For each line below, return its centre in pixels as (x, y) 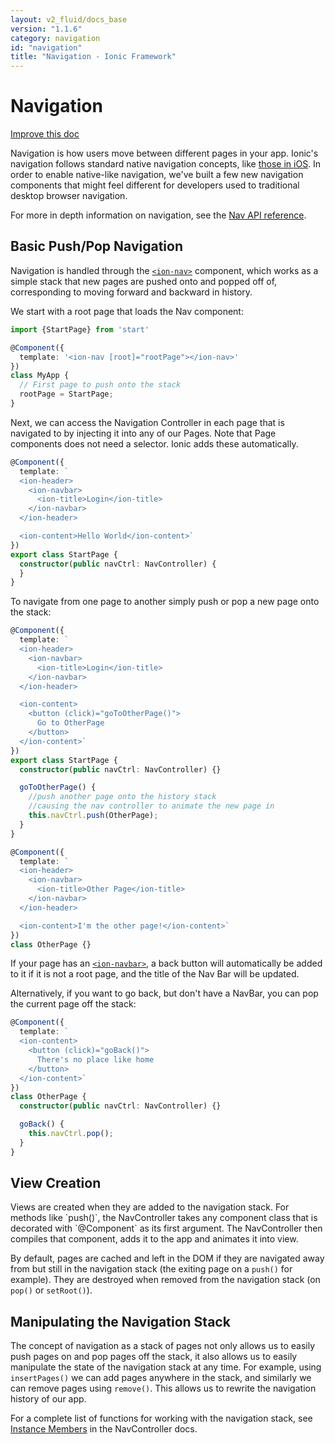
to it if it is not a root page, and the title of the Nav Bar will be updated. (155, 974)
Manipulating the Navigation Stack (120, 1321)
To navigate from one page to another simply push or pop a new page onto (165, 602)
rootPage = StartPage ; (66, 394)
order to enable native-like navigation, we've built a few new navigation (157, 175)
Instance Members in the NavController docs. (104, 1429)
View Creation (56, 1183)
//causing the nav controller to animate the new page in (151, 806)
